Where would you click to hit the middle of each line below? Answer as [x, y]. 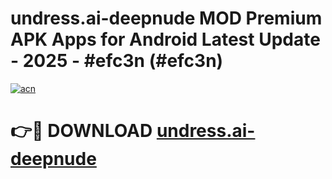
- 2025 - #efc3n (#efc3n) [117, 61]
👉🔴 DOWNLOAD [81, 131]
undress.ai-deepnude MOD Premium [166, 18]
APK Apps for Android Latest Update [165, 39]
